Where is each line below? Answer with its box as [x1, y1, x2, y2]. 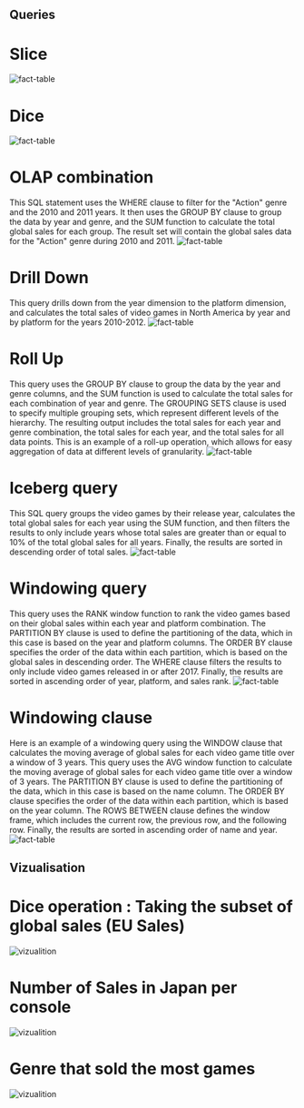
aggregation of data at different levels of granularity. [9, 446, 205, 457]
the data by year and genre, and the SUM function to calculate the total [9, 217, 275, 228]
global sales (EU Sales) [9, 916, 186, 936]
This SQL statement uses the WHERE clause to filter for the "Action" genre [9, 197, 288, 208]
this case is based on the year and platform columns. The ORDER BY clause [9, 637, 293, 648]
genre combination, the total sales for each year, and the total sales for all [9, 427, 284, 438]
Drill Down [9, 268, 89, 289]
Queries [9, 7, 56, 23]
